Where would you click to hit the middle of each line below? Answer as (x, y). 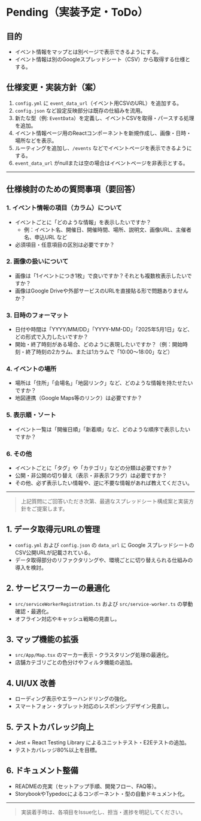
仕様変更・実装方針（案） (53, 87)
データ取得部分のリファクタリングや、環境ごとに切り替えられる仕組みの (104, 560)
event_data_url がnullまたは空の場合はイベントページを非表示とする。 (101, 163)
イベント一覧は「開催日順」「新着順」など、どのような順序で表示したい (103, 429)
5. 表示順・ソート (31, 415)
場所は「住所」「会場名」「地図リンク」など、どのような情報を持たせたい (104, 383)
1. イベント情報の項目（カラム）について (64, 208)
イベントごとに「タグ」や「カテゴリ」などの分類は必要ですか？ (93, 467)
